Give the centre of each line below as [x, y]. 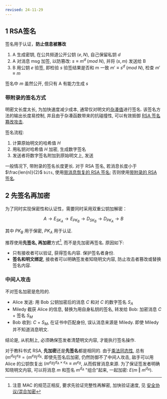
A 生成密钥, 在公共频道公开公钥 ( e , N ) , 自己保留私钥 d [66, 55]
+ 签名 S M [23, 316]
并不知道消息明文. [30, 330]
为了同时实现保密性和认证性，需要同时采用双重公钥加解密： [66, 208]
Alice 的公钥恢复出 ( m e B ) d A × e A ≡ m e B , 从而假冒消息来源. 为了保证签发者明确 [83, 363]
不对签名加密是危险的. [28, 291]
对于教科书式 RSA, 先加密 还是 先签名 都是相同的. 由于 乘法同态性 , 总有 [75, 351]
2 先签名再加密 [28, 196]
